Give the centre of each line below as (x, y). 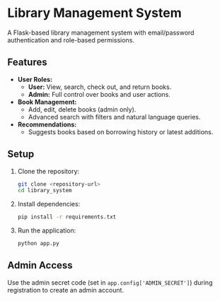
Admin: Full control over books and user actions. (99, 94)
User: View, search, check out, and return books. (100, 87)
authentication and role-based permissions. (71, 40)
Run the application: (47, 230)
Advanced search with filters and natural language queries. (114, 117)
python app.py (38, 244)
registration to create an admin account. (66, 290)
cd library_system (45, 191)
